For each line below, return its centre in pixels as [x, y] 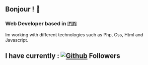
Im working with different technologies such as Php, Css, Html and [74, 35]
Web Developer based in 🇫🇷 [41, 24]
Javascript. [17, 40]
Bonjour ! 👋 [23, 9]
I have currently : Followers [63, 56]
